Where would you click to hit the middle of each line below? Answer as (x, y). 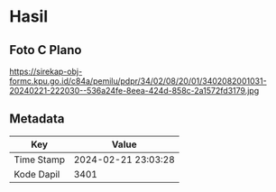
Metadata (37, 119)
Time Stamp (40, 160)
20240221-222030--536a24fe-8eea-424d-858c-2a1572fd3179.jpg (134, 91)
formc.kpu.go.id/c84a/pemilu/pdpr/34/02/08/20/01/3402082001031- (138, 81)
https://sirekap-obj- (46, 71)
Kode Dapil (37, 174)
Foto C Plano (46, 50)
